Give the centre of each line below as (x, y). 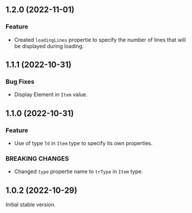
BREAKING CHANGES (37, 158)
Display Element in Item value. (51, 95)
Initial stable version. (31, 205)
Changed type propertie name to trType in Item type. (79, 171)
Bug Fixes (20, 82)
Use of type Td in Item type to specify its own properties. (83, 143)
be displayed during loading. (49, 46)
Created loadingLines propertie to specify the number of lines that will (100, 40)
